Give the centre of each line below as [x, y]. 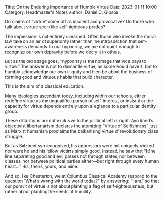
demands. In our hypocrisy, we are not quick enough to [84, 47]
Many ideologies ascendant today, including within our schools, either [75, 96]
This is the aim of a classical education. [45, 86]
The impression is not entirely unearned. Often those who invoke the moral [80, 36]
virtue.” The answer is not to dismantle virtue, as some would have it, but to [81, 66]
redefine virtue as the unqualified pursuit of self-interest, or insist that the [79, 101]
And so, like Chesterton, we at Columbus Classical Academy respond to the [81, 176]
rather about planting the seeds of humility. [48, 191]
